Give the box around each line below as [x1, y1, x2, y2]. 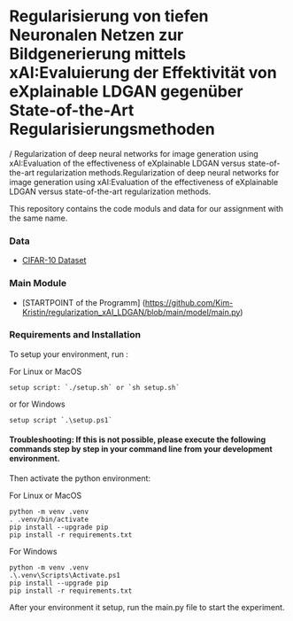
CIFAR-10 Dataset [21, 255, 87, 266]
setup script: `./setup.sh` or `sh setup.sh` [9, 383, 180, 392]
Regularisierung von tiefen [9, 6, 210, 27]
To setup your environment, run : [9, 348, 128, 360]
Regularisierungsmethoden [9, 120, 215, 139]
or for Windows [9, 399, 66, 409]
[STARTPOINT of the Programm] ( [21, 297, 146, 307]
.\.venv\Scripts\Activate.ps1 [9, 571, 121, 580]
